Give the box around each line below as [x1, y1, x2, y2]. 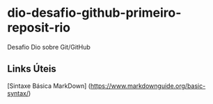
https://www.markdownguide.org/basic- [90, 82, 206, 90]
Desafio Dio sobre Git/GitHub [7, 43, 90, 51]
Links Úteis [7, 63, 57, 75]
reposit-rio [7, 20, 71, 36]
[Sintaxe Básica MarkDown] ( [7, 82, 91, 90]
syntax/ [7, 89, 29, 97]
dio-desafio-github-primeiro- [7, 5, 182, 21]
